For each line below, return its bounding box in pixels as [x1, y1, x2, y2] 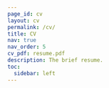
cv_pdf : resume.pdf [7, 50, 66, 57]
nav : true [7, 37, 37, 44]
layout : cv [7, 17, 40, 24]
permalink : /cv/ [7, 23, 56, 31]
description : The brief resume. [7, 57, 103, 64]
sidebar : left [14, 70, 56, 77]
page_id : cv [7, 10, 43, 18]
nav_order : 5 [7, 43, 46, 50]
